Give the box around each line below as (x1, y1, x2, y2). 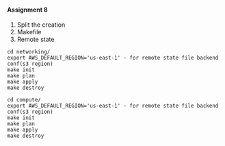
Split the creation (16, 21, 66, 29)
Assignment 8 (7, 5, 48, 14)
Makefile (16, 28, 42, 36)
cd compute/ (7, 97, 41, 104)
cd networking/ (7, 49, 51, 56)
